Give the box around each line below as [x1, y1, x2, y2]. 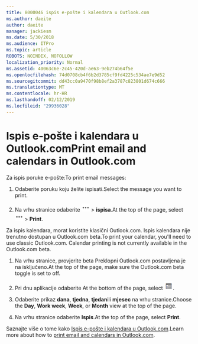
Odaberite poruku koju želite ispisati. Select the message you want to [14, 185, 182, 192]
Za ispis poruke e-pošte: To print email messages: [6, 174, 126, 181]
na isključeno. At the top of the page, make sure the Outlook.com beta [14, 263, 184, 270]
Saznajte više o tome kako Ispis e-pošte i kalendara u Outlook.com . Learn [6, 325, 184, 332]
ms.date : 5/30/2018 [6, 34, 54, 41]
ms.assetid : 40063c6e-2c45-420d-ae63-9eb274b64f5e [6, 66, 134, 72]
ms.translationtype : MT [6, 85, 65, 90]
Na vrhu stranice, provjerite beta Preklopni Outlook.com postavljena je [14, 257, 186, 264]
